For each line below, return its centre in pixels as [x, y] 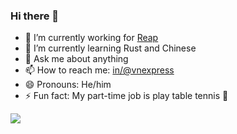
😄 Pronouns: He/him [68, 85]
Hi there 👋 [35, 16]
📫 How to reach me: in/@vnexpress [99, 70]
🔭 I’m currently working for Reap [91, 38]
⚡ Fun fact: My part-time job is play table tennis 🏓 [126, 96]
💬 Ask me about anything [76, 59]
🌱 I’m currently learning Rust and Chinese [110, 48]
